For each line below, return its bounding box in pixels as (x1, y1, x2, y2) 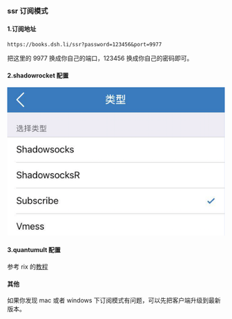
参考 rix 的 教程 (7, 262, 48, 271)
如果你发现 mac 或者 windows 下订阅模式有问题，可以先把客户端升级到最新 (7, 296, 221, 304)
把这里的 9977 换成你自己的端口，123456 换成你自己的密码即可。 (7, 54, 193, 63)
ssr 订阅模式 (7, 6, 48, 15)
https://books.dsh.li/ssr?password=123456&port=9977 (7, 41, 162, 48)
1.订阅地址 (7, 24, 37, 32)
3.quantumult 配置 (7, 246, 61, 254)
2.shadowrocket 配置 (7, 71, 69, 79)
